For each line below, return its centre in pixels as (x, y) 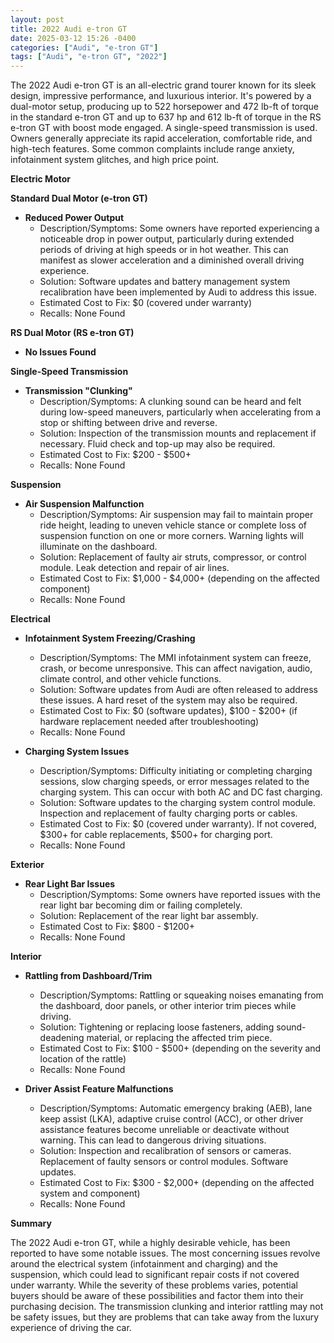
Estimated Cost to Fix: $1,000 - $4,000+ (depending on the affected (179, 578)
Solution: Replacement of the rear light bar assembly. (149, 916)
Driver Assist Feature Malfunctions (99, 1089)
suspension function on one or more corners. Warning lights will (171, 536)
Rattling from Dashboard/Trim (88, 976)
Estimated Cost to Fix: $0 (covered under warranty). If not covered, (178, 824)
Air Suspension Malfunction (84, 504)
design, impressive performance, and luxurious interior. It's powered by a (161, 96)
